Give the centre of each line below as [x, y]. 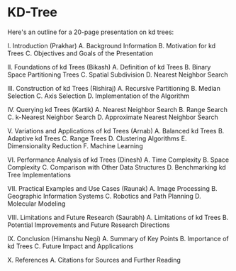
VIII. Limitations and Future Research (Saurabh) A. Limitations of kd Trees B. [118, 217]
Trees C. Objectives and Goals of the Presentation [80, 53]
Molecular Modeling [36, 204]
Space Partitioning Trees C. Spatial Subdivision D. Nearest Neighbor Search [118, 74]
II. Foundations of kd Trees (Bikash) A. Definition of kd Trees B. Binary [109, 67]
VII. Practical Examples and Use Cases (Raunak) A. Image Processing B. [112, 188]
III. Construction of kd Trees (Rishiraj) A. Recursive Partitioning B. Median [114, 88]
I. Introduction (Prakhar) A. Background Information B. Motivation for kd [112, 45]
